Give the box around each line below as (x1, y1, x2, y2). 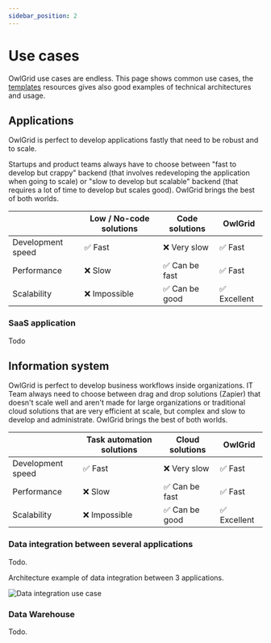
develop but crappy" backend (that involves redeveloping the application (8, 168, 250, 178)
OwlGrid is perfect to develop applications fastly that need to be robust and (8, 135, 259, 145)
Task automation (85, 434, 152, 445)
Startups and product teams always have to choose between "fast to (8, 159, 236, 170)
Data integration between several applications (8, 539, 194, 550)
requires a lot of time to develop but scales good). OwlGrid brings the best (8, 185, 256, 195)
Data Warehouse (8, 608, 75, 620)
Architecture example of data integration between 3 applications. (8, 573, 224, 582)
